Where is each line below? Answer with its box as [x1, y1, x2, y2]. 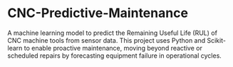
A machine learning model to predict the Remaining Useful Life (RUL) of [7, 29, 217, 37]
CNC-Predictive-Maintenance [7, 5, 189, 21]
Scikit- [206, 36, 227, 44]
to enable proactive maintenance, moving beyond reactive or [24, 43, 203, 52]
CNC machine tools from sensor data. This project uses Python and [7, 36, 206, 44]
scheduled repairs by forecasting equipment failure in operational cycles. [7, 51, 222, 60]
